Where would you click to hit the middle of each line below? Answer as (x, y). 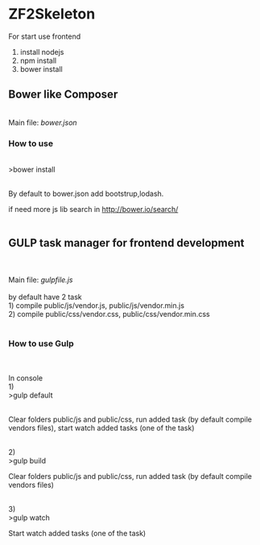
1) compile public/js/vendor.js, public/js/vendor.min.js (97, 305)
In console (25, 378)
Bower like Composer (63, 95)
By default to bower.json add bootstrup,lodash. (86, 193)
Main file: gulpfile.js (41, 280)
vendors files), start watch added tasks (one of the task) (101, 428)
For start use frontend (45, 36)
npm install (38, 60)
